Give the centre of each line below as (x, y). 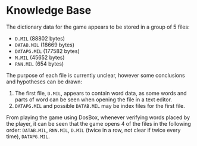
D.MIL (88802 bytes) (40, 38)
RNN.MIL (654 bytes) (39, 64)
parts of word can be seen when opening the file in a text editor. (93, 100)
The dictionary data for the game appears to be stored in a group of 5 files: (98, 27)
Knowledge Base (49, 10)
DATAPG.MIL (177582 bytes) (47, 51)
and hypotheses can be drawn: (44, 82)
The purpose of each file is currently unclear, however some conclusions (96, 75)
